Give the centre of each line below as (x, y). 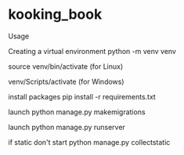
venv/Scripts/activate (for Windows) (66, 81)
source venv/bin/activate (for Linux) (66, 66)
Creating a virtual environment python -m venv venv (92, 51)
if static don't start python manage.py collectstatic (89, 142)
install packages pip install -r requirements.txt (82, 96)
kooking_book (55, 14)
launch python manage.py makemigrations (77, 112)
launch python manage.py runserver (67, 127)
